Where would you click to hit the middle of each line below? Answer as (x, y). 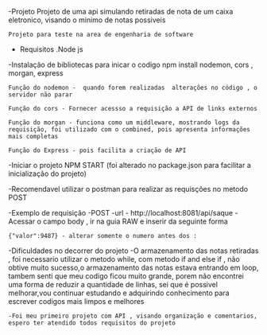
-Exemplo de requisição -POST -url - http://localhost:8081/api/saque (121, 213)
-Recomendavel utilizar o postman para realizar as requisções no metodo (128, 189)
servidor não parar (41, 95)
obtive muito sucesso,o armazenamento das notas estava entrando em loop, (133, 267)
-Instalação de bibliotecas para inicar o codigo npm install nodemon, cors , (131, 64)
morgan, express (36, 73)
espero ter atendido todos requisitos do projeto (92, 323)
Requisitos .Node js (51, 49)
